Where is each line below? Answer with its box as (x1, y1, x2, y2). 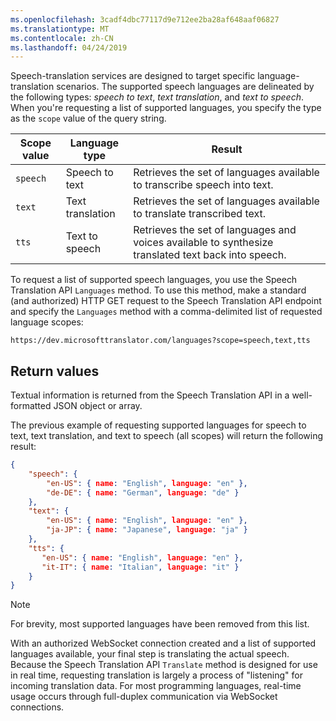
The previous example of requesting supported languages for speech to (10, 419, 307, 431)
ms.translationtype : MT (10, 24, 110, 34)
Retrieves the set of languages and (133, 223, 297, 237)
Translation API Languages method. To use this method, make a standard (10, 284, 307, 296)
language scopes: (10, 316, 84, 328)
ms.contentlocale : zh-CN (10, 33, 114, 43)
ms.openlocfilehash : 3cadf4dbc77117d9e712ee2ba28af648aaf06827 (10, 14, 280, 25)
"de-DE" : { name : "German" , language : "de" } (46, 487, 240, 498)
